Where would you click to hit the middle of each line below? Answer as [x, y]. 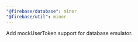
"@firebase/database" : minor [42, 11]
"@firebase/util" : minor [36, 17]
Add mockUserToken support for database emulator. [69, 33]
